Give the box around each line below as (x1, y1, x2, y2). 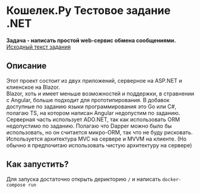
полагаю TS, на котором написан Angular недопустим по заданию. (6, 109, 181, 116)
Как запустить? (6, 159, 69, 170)
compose (6, 182, 26, 188)
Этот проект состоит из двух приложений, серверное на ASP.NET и (6, 77, 182, 84)
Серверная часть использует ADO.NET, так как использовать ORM (6, 116, 181, 123)
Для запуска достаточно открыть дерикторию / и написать (6, 175, 161, 182)
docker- (162, 176, 182, 182)
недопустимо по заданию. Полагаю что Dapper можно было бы (6, 122, 172, 130)
